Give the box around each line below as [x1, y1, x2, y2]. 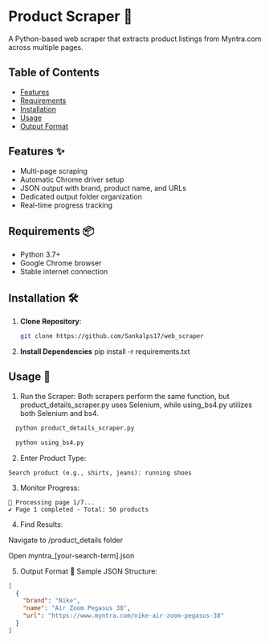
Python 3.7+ [19, 249, 61, 260]
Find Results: [19, 519, 63, 529]
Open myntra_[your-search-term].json [8, 550, 135, 560]
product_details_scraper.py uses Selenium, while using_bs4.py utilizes [19, 400, 253, 409]
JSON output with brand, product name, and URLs [19, 183, 187, 192]
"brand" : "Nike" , [22, 597, 81, 605]
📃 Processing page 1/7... [8, 498, 95, 506]
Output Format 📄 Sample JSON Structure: [19, 566, 158, 576]
